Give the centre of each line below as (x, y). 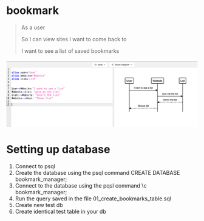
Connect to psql (35, 166)
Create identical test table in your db (60, 211)
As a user (33, 27)
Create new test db (39, 205)
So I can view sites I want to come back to (74, 39)
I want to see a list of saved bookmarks (70, 51)
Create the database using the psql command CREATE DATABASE (97, 172)
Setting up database (58, 149)
